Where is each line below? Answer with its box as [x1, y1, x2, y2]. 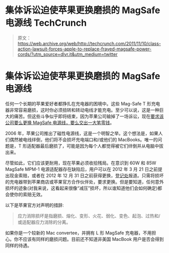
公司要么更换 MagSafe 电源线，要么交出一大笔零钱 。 [5, 119, 115, 125]
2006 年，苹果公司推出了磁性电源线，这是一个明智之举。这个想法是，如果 [5, 130, 158, 136]
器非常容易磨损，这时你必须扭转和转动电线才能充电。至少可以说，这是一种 [5, 107, 159, 113]
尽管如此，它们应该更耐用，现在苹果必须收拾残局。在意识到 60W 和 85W [5, 160, 156, 166]
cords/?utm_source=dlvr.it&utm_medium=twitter [17, 51, 118, 57]
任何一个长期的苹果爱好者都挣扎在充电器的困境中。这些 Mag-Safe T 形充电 [5, 100, 160, 106]
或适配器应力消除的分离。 [17, 219, 71, 225]
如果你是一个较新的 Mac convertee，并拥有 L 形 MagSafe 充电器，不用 [5, 230, 152, 236]
